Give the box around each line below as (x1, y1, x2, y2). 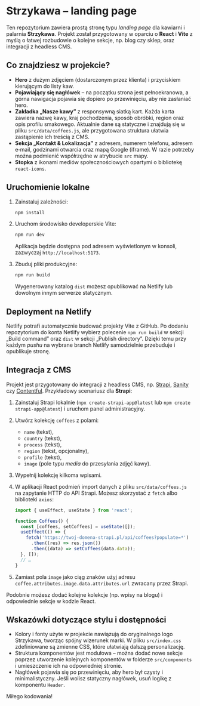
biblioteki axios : (14, 495, 54, 502)
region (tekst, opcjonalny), (23, 447, 90, 454)
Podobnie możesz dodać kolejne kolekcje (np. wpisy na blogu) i (6, 591, 163, 598)
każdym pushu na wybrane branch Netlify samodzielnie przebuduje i (6, 341, 176, 349)
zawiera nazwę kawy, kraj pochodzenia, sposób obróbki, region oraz (14, 114, 184, 121)
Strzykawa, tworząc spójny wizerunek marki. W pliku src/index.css (14, 637, 181, 644)
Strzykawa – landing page (6, 4, 137, 18)
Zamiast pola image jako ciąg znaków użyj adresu (14, 573, 136, 580)
